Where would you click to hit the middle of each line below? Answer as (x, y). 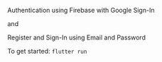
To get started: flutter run (47, 51)
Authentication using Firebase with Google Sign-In (81, 10)
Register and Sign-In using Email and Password (76, 37)
